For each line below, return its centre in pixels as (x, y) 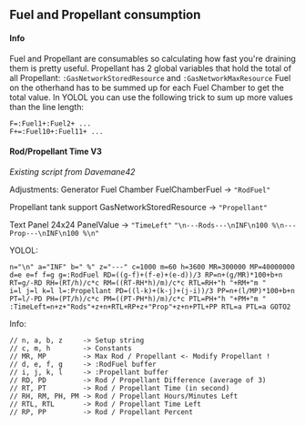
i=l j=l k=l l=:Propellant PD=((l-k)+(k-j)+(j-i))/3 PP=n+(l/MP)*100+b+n (152, 290)
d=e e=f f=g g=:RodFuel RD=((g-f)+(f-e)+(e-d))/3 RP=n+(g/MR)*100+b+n (146, 275)
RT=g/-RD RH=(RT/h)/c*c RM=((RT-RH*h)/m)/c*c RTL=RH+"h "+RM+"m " (138, 283)
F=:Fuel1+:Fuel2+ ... (51, 123)
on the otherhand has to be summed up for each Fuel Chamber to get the (147, 87)
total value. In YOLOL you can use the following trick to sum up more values (151, 97)
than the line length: (47, 106)
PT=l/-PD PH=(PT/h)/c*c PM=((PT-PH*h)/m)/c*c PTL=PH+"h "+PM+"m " (138, 299)
